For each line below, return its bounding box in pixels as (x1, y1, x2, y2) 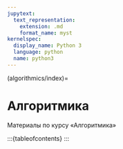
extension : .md (19, 23, 64, 30)
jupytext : (7, 10, 36, 17)
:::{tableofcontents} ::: (7, 134, 70, 142)
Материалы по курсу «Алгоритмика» (7, 121, 117, 129)
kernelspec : (7, 36, 41, 43)
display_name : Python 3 (13, 42, 82, 49)
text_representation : (13, 17, 76, 23)
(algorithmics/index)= (7, 74, 69, 82)
